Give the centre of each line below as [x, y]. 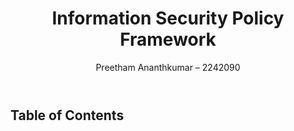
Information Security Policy [168, 18]
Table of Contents [67, 115]
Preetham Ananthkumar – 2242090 [168, 67]
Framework [168, 39]
